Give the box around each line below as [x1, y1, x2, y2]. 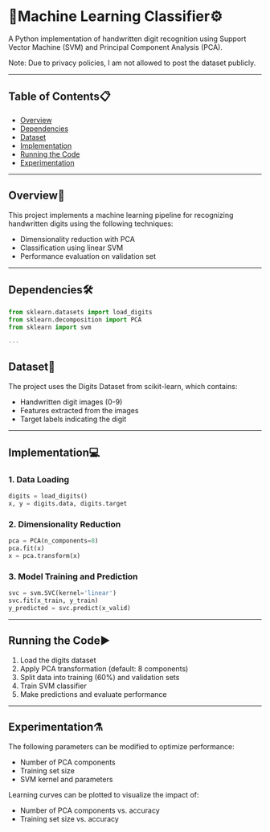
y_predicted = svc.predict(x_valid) [8, 605, 131, 613]
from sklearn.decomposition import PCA [8, 316, 142, 324]
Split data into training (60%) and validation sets [19, 672, 180, 682]
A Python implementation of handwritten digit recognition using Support [8, 34, 247, 43]
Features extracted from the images [19, 405, 139, 415]
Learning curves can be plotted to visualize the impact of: [8, 789, 199, 799]
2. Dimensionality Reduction [8, 518, 121, 530]
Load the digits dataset [19, 655, 96, 665]
